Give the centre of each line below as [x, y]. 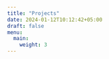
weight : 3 [34, 45]
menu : [15, 32]
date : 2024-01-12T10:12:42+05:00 [55, 20]
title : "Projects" [33, 13]
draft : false [26, 26]
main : [21, 39]
